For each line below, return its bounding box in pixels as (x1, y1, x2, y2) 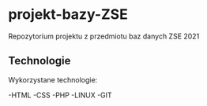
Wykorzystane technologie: (8, 75, 98, 84)
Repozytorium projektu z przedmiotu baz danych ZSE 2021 (8, 31, 200, 41)
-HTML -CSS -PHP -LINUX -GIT (8, 90, 112, 100)
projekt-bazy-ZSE (8, 5, 128, 24)
